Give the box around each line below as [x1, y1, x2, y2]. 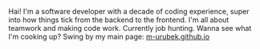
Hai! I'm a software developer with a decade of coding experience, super [8, 7, 250, 16]
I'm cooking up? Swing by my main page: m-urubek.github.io [8, 32, 210, 41]
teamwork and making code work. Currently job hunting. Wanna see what [8, 24, 252, 32]
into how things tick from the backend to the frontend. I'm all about [8, 15, 230, 24]
